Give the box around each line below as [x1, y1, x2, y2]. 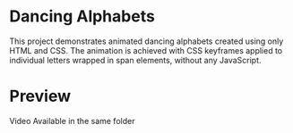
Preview [9, 87, 72, 106]
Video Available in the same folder [9, 115, 135, 126]
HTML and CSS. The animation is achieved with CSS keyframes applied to [9, 45, 283, 55]
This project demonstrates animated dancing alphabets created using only [9, 36, 284, 46]
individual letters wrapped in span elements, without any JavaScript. [9, 54, 262, 65]
